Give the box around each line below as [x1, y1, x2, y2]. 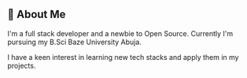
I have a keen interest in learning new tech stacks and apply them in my [7, 52, 239, 61]
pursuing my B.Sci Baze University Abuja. [7, 37, 142, 46]
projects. [7, 61, 36, 70]
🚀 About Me [7, 8, 66, 21]
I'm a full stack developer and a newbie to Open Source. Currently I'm [7, 28, 234, 38]
